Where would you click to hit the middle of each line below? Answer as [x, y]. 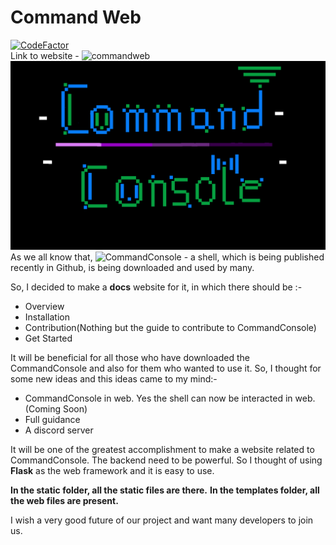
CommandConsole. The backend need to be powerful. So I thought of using [166, 460]
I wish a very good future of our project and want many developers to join [162, 520]
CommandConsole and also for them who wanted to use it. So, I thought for [166, 368]
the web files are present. [64, 501]
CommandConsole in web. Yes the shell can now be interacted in [158, 398]
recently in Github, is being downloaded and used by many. [132, 268]
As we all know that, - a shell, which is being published [167, 257]
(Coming [43, 409]
